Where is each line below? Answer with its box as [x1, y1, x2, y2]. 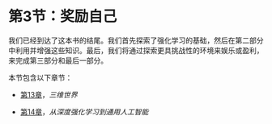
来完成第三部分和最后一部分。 [8, 56, 108, 65]
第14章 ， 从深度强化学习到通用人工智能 [19, 106, 149, 117]
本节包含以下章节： [8, 72, 73, 82]
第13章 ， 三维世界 [19, 89, 79, 99]
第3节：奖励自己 [8, 7, 117, 26]
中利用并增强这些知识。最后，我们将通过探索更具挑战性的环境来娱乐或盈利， [8, 45, 264, 55]
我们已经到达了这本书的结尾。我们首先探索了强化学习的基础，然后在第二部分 [8, 35, 264, 45]
